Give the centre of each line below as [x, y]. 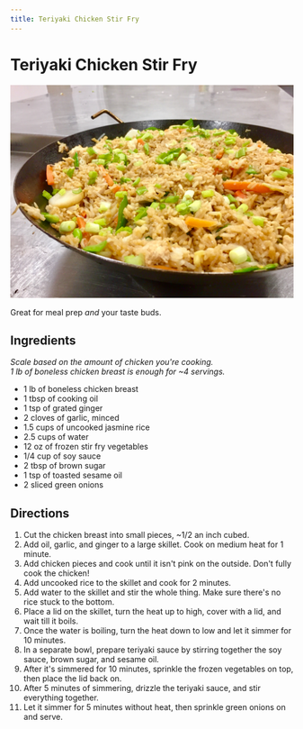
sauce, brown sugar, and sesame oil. [91, 660]
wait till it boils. [51, 621]
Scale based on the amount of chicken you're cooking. [112, 362]
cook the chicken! [56, 573]
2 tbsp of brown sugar [64, 466]
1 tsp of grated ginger [63, 408]
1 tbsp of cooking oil [60, 399]
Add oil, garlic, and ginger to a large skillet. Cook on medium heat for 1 [153, 544]
